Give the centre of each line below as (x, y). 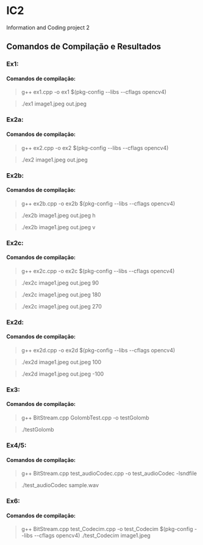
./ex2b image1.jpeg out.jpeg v (58, 227)
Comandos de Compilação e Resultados (84, 47)
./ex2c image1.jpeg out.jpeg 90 (60, 283)
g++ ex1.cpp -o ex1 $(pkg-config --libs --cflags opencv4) (94, 92)
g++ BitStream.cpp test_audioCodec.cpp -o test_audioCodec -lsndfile (109, 474)
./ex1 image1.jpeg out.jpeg (54, 104)
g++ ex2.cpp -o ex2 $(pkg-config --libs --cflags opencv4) (95, 148)
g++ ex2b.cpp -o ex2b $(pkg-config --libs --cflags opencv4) (98, 203)
